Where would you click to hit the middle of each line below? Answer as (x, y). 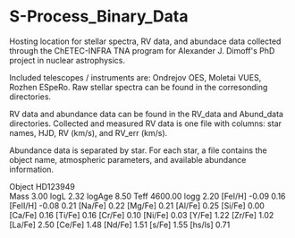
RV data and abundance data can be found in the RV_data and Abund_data (147, 114)
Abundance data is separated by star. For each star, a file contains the (138, 150)
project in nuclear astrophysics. (67, 60)
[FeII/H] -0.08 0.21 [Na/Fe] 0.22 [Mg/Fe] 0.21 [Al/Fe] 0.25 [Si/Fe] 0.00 (137, 205)
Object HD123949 (42, 186)
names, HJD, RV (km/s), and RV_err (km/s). (88, 132)
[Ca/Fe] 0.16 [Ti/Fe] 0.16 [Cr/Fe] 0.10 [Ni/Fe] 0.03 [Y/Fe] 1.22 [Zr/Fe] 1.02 (142, 215)
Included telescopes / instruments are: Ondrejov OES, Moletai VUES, (135, 77)
